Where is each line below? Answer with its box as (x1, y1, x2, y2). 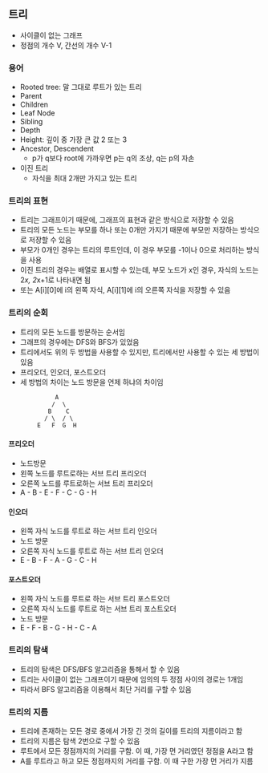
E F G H (37, 421, 78, 429)
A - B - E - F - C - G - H (19, 488, 98, 497)
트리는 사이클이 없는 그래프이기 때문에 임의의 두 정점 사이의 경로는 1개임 (19, 674, 244, 684)
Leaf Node (19, 108, 55, 118)
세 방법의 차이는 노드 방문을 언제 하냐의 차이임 (19, 377, 164, 386)
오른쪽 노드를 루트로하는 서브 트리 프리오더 (19, 478, 154, 488)
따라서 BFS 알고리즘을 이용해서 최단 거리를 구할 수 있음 (19, 684, 193, 694)
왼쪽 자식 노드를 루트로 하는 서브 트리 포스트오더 (19, 594, 170, 604)
